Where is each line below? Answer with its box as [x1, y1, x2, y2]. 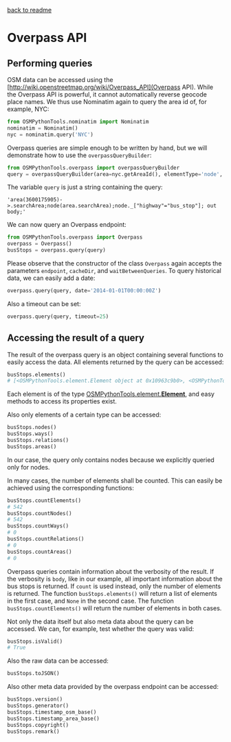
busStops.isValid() [7, 638, 63, 645]
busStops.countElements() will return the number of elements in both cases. [7, 603, 222, 612]
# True [7, 644, 26, 651]
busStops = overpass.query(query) [7, 247, 107, 254]
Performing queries [7, 57, 93, 69]
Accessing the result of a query [7, 332, 145, 344]
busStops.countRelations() [7, 536, 85, 543]
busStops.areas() [7, 443, 57, 450]
